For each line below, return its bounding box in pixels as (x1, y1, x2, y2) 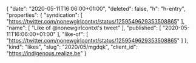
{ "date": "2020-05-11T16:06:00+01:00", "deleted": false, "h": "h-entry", (6, 5, 186, 12)
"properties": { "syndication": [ (6, 11, 83, 19)
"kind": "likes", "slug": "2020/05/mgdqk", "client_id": (6, 43, 138, 50)
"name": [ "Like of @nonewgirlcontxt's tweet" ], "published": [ (6, 24, 162, 31)
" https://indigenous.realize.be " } (6, 50, 87, 56)
